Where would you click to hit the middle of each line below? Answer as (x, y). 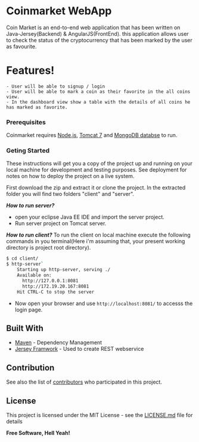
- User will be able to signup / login (56, 86)
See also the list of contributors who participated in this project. (84, 382)
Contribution (30, 368)
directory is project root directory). (49, 248)
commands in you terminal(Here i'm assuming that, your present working (96, 241)
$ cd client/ (22, 259)
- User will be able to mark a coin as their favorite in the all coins (98, 91)
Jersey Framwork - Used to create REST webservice (79, 349)
